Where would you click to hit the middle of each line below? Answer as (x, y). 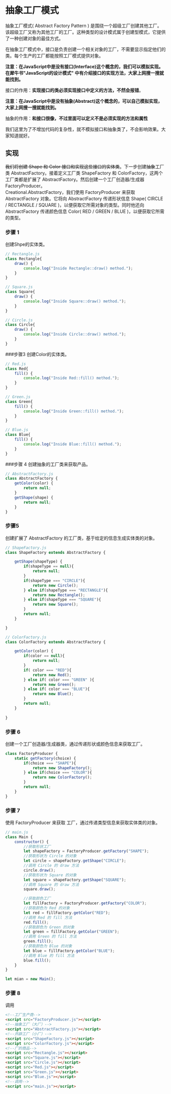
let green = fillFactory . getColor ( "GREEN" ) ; (72, 932)
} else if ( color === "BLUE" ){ (57, 689)
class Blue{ (18, 435)
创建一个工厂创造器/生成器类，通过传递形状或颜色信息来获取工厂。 (75, 744)
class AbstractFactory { (32, 479)
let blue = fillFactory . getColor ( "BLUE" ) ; (69, 951)
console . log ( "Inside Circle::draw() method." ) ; (75, 334)
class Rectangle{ (24, 259)
